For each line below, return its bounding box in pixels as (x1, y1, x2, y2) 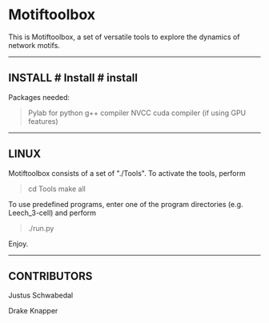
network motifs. (8, 40, 60, 50)
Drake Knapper (8, 306, 58, 316)
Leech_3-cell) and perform (8, 208, 97, 217)
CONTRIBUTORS (8, 269, 93, 283)
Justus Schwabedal (8, 290, 74, 301)
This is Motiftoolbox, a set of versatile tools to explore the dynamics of (8, 32, 240, 42)
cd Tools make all (27, 184, 86, 193)
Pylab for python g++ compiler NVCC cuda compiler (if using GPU (27, 108, 247, 118)
